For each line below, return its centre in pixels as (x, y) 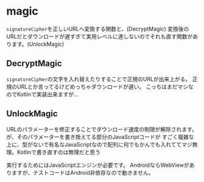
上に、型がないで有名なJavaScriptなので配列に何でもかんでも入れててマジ (100, 144)
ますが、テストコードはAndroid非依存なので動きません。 (83, 172)
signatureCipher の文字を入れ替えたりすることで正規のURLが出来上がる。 (99, 79)
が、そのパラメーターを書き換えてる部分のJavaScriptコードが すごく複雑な (100, 137)
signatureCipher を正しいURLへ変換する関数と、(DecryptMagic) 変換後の (98, 29)
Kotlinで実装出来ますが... (47, 94)
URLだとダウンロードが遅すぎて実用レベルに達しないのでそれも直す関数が (100, 36)
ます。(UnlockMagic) (38, 44)
